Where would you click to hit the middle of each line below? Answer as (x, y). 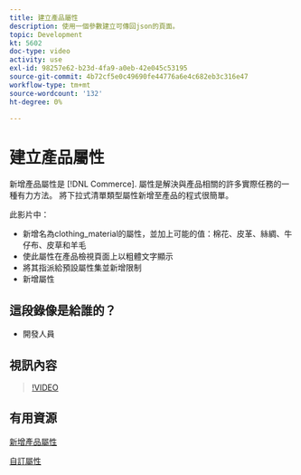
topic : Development (46, 34)
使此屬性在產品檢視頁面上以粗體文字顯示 (98, 256)
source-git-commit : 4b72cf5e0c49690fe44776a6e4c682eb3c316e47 (129, 77)
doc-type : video (40, 52)
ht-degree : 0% (36, 102)
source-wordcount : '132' (56, 93)
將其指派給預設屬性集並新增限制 (82, 268)
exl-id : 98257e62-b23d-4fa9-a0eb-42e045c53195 (99, 69)
